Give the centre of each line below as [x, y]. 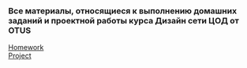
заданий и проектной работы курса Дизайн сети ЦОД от [123, 20]
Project [20, 55]
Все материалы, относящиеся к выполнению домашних [123, 11]
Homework [26, 48]
